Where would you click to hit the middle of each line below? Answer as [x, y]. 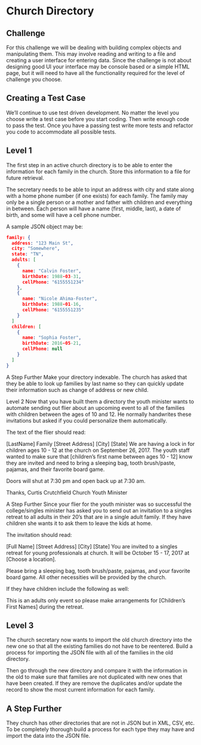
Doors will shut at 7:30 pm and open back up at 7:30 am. [76, 481]
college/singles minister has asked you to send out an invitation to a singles [99, 510]
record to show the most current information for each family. [81, 690]
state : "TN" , [28, 254]
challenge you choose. [34, 79]
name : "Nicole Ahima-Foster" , [60, 299]
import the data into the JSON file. [48, 736]
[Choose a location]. [31, 559]
